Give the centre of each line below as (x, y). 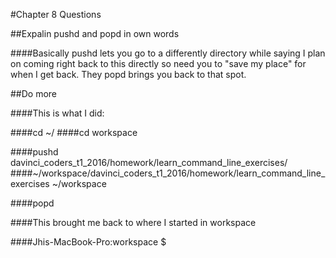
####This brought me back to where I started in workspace (133, 222)
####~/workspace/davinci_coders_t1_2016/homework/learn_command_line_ (168, 173)
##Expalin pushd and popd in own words (95, 33)
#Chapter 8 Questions (56, 14)
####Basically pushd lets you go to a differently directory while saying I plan (168, 53)
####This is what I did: (57, 113)
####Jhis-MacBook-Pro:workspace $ (88, 242)
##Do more (34, 93)
